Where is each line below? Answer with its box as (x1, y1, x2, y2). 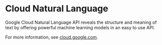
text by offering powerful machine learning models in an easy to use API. (5, 24, 155, 30)
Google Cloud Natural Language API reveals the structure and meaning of (5, 19, 157, 25)
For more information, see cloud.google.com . (5, 34, 98, 40)
